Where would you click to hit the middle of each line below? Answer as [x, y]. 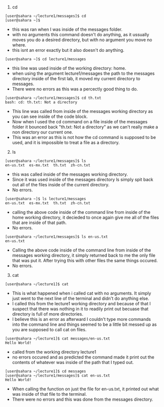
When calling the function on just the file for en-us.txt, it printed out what [85, 389]
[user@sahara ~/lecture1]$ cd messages [46, 371]
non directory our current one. [42, 132]
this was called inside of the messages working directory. [70, 174]
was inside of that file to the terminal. [49, 394]
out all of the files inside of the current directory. [61, 185]
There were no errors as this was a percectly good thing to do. [75, 89]
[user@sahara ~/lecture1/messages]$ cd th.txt [53, 98]
